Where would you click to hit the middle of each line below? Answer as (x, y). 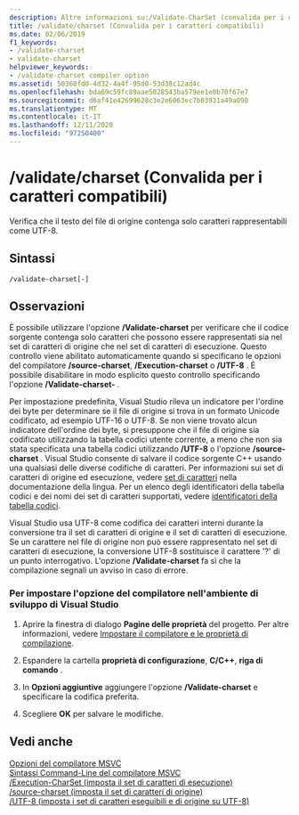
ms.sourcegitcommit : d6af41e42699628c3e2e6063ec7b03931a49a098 (129, 100)
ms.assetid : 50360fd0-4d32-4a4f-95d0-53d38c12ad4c (105, 84)
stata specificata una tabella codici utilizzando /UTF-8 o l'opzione (130, 449)
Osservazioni (47, 307)
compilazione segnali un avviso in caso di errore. (99, 570)
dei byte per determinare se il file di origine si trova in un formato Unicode (145, 412)
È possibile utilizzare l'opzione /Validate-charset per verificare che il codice (149, 328)
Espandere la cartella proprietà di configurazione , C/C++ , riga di (142, 660)
